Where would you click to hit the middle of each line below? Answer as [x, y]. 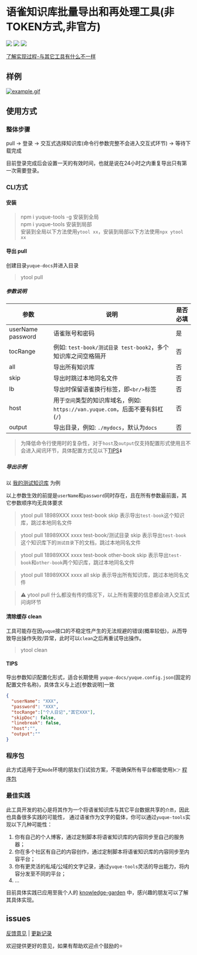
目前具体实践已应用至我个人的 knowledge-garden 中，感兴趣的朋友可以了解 [97, 892]
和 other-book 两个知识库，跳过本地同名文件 [83, 562]
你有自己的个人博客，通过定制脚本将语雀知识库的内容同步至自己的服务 [99, 837]
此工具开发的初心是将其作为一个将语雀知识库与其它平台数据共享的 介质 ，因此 [98, 810]
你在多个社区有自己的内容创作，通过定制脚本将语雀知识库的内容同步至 [99, 851]
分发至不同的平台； [43, 873]
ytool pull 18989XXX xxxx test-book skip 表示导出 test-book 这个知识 [102, 515]
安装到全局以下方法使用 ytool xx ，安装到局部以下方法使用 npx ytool [102, 231]
